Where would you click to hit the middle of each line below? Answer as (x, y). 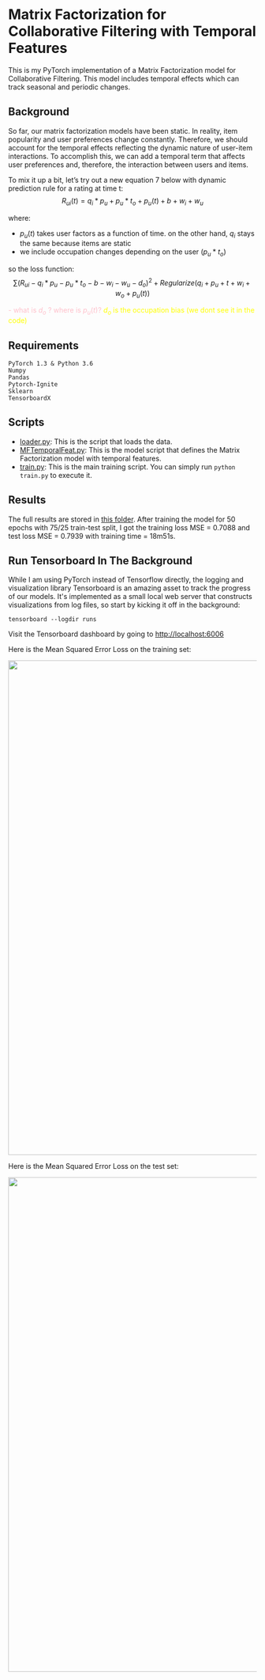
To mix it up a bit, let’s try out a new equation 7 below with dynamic (117, 180)
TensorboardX (30, 398)
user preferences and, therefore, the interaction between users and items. (128, 165)
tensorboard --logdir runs (52, 620)
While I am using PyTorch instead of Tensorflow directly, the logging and (126, 580)
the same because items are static (75, 244)
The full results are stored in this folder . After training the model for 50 (122, 519)
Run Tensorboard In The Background (101, 561)
